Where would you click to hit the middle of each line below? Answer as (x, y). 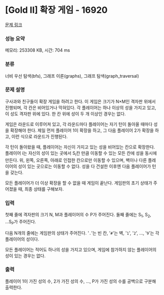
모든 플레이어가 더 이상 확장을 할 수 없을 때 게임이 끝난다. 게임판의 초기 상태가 (79, 183)
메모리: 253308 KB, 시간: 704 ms (37, 50)
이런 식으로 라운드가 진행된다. (40, 136)
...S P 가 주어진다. (21, 222)
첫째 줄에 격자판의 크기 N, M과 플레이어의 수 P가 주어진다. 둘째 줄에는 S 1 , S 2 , (78, 215)
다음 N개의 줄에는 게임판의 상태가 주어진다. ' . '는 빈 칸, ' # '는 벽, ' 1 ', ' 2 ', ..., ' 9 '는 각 (82, 233)
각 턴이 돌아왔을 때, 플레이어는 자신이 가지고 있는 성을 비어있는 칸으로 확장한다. (80, 147)
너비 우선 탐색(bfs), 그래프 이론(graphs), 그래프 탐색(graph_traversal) (72, 76)
